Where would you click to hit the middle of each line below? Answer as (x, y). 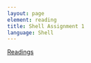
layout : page (26, 13)
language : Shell (30, 33)
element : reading (32, 20)
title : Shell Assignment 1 (46, 26)
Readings (21, 52)
